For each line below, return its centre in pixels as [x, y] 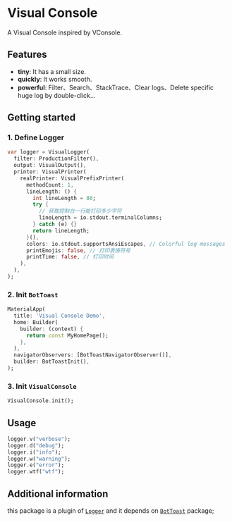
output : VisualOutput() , [50, 166]
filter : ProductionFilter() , [56, 159]
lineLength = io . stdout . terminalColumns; [100, 218]
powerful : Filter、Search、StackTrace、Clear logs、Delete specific [115, 87]
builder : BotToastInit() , [52, 362]
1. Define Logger [36, 137]
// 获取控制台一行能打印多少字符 [80, 211]
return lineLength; [61, 230]
